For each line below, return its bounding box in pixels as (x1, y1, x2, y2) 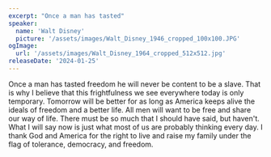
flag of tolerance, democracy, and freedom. (8, 139, 154, 149)
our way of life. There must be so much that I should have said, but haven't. (8, 113, 260, 123)
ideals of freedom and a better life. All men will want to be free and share (8, 104, 252, 114)
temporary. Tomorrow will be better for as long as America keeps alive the (8, 96, 256, 106)
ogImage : (8, 42, 38, 50)
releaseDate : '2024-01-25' (8, 57, 100, 66)
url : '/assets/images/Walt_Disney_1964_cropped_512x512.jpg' (15, 49, 227, 57)
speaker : (8, 19, 38, 28)
